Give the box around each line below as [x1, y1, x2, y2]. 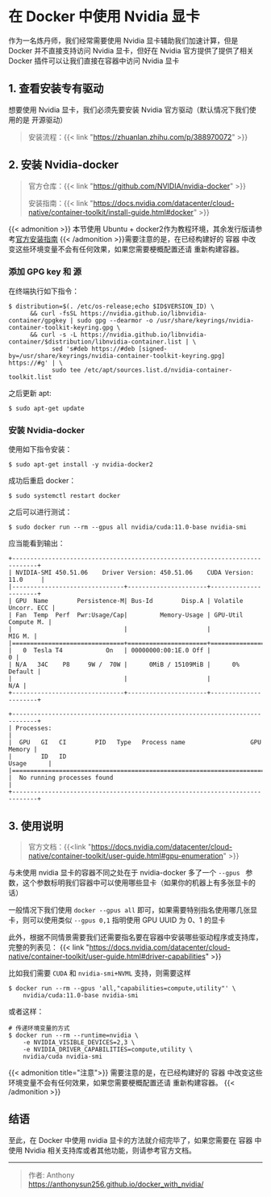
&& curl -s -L [29, 331, 78, 339]
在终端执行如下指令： [8, 286, 79, 296]
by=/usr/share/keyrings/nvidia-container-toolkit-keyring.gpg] [8, 352, 226, 360]
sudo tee [51, 365, 81, 374]
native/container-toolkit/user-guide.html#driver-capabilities [8, 951, 206, 961]
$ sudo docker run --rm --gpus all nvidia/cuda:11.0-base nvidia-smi [8, 523, 248, 532]
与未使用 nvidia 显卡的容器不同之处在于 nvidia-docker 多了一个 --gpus [8, 867, 240, 877]
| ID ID [8, 752, 67, 761]
